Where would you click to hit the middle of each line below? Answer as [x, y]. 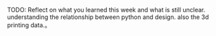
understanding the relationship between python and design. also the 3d [108, 17]
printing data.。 [29, 25]
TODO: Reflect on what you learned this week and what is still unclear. [106, 10]
